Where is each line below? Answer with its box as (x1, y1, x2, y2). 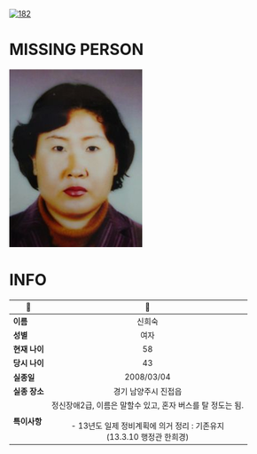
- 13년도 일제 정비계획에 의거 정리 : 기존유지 (70, 420, 224, 431)
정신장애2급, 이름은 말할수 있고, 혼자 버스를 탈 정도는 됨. (51, 400, 244, 410)
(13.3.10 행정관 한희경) (105, 432, 189, 442)
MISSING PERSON (9, 40, 144, 60)
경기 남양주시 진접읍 (113, 386, 183, 396)
